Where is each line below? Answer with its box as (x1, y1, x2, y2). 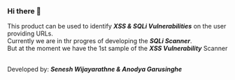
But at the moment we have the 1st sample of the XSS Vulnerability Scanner (7, 45, 228, 53)
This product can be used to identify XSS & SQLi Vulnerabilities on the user (7, 22, 227, 31)
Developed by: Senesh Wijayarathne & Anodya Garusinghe (7, 65, 183, 74)
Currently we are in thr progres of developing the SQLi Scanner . (7, 37, 192, 45)
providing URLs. (7, 29, 54, 38)
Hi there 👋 (7, 6, 42, 16)
